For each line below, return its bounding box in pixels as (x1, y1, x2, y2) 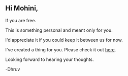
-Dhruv (5, 66, 20, 72)
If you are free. (5, 17, 37, 23)
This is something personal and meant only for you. (5, 27, 113, 33)
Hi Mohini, (5, 4, 39, 13)
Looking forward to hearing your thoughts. (5, 56, 94, 62)
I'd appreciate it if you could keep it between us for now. (5, 37, 123, 43)
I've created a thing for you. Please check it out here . (5, 46, 116, 52)
